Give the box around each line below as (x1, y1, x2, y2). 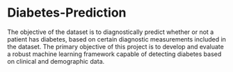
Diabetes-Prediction (7, 5, 127, 21)
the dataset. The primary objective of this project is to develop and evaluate (7, 42, 224, 51)
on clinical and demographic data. (7, 57, 105, 65)
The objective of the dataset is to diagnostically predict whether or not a (7, 28, 214, 36)
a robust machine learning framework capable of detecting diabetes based (7, 50, 222, 58)
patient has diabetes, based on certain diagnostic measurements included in (7, 35, 226, 43)
